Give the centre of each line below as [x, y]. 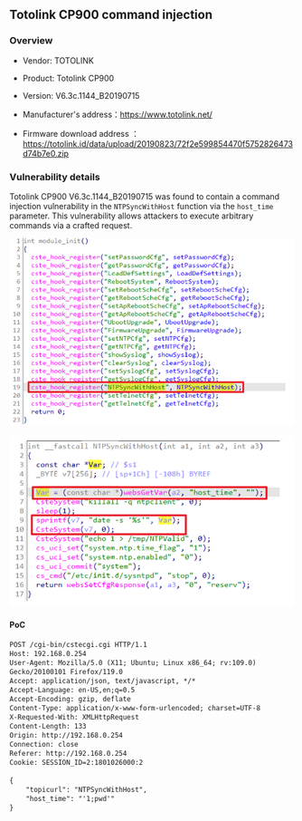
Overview [31, 41]
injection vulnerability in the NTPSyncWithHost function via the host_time [142, 206]
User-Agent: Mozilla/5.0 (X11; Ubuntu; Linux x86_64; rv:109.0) [133, 663]
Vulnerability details [55, 177]
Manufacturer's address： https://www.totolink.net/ [117, 114]
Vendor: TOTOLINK [58, 60]
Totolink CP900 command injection [111, 15]
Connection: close [44, 745]
